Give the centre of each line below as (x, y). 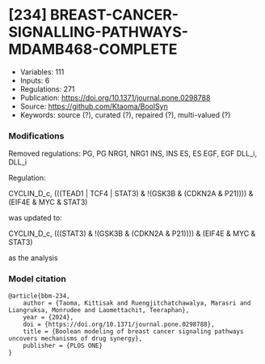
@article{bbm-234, (39, 296)
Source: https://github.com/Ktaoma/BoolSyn (94, 106)
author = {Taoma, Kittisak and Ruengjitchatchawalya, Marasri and (137, 303)
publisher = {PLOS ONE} (63, 345)
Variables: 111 (42, 71)
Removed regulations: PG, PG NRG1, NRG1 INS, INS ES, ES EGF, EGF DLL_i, (132, 154)
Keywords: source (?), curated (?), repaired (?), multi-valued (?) (125, 114)
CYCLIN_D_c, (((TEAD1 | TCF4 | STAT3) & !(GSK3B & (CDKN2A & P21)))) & (131, 194)
